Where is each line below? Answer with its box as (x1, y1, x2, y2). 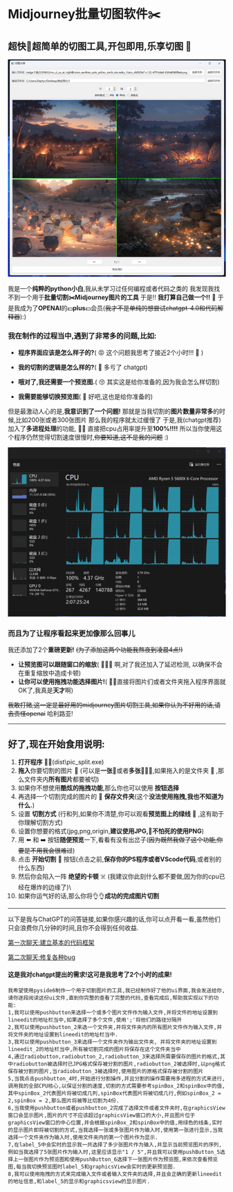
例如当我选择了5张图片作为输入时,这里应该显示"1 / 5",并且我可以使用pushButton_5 (8, 1148, 221, 1156)
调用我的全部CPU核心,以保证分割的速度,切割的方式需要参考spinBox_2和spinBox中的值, (8, 1083, 225, 1090)
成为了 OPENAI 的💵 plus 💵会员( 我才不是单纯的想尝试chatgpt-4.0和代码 (19, 303, 218, 312)
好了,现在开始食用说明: (8, 738, 106, 750)
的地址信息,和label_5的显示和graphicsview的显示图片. (8, 1178, 151, 1185)
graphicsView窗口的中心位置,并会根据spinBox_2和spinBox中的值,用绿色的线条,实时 (8, 1119, 223, 1126)
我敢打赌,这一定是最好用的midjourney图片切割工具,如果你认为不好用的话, (8, 701, 215, 709)
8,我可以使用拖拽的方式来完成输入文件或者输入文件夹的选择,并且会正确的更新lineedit (8, 1171, 222, 1178)
